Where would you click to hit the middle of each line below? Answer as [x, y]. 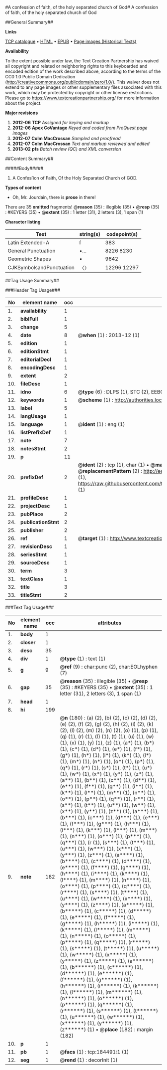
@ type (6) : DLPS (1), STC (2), [114, 392]
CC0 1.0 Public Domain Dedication [40, 77]
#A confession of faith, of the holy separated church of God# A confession [82, 7]
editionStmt [35, 351]
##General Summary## [29, 22]
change [30, 327]
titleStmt [31, 595]
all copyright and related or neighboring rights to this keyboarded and [76, 66]
